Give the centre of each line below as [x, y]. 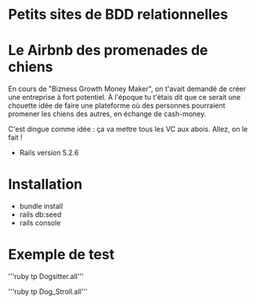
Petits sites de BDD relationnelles [118, 15]
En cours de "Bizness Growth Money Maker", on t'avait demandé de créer [127, 89]
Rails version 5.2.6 [49, 153]
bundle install [41, 207]
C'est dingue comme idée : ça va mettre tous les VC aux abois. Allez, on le [128, 129]
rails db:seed [40, 214]
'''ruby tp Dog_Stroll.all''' [48, 291]
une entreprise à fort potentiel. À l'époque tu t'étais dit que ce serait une [124, 97]
